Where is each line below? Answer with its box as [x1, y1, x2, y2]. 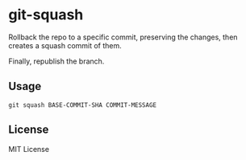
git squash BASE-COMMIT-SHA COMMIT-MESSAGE [8, 101, 157, 109]
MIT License [8, 144, 50, 154]
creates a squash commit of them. [8, 40, 123, 50]
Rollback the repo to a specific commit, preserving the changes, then [8, 32, 238, 42]
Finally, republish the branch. [8, 56, 105, 66]
